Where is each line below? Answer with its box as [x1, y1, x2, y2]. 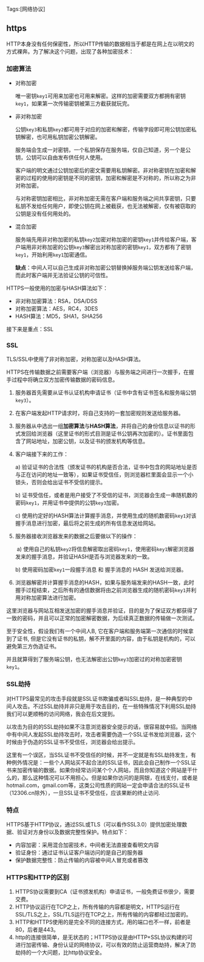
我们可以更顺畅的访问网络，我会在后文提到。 [6, 710, 118, 717]
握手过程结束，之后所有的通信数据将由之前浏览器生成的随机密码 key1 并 [15, 586, 191, 594]
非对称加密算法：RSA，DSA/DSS [15, 297, 98, 305]
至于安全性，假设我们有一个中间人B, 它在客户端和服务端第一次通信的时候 [6, 628, 189, 635]
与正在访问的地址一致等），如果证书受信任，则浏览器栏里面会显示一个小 [15, 471, 194, 478]
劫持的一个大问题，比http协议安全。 [15, 949, 105, 956]
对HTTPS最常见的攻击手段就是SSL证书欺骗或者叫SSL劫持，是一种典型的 [6, 695, 188, 702]
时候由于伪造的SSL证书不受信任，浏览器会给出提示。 [6, 738, 138, 746]
